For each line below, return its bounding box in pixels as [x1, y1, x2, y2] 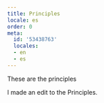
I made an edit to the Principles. [7, 88, 98, 96]
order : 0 [7, 23, 33, 30]
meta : [7, 29, 23, 37]
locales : [13, 42, 39, 49]
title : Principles [7, 10, 60, 17]
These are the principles [7, 74, 77, 83]
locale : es [7, 17, 39, 24]
